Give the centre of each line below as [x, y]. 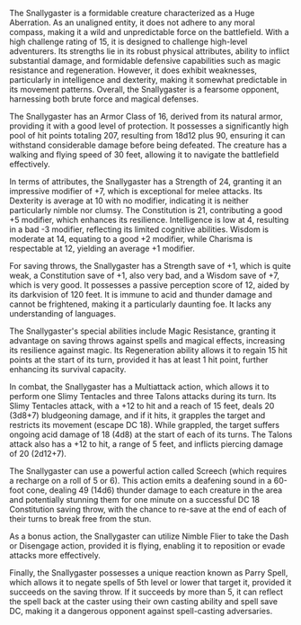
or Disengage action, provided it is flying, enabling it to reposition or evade [147, 546]
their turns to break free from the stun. [80, 519]
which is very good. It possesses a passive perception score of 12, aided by [150, 285]
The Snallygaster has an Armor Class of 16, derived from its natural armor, [146, 116]
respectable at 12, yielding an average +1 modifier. [102, 248]
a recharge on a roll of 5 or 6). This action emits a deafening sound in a [141, 481]
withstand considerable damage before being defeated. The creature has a [148, 145]
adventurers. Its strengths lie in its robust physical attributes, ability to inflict [150, 51]
